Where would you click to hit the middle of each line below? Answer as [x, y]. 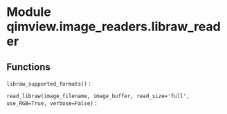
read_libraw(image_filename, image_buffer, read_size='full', [98, 96]
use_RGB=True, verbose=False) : [52, 103]
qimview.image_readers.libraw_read [113, 27]
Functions [29, 67]
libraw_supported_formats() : [49, 83]
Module [29, 12]
